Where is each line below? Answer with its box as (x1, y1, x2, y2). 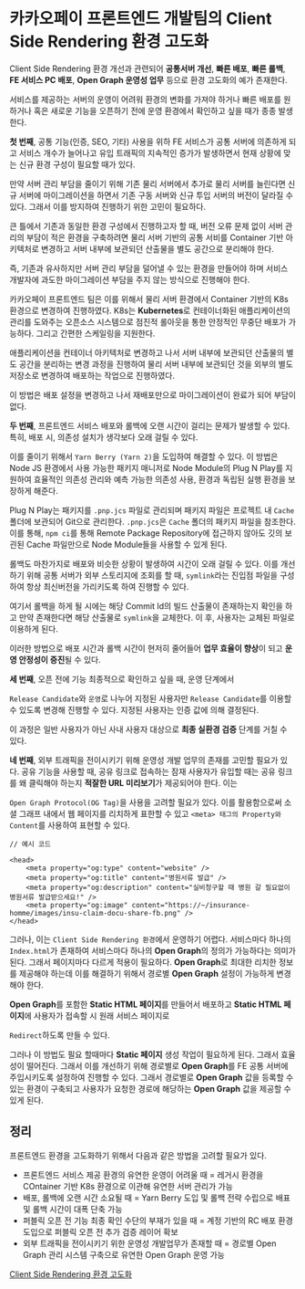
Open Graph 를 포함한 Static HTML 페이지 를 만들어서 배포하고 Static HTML (9, 999, 282, 1010)
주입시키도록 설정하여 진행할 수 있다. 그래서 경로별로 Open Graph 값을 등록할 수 (9, 1072, 294, 1083)
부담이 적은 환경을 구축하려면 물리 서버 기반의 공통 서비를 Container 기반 (25, 232, 284, 243)
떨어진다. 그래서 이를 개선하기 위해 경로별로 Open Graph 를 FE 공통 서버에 (25, 1060, 289, 1071)
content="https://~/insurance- (131, 900, 250, 909)
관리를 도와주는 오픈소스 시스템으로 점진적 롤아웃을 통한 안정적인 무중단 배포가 (9, 316, 287, 327)
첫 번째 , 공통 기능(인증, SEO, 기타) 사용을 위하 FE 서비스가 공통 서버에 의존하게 (9, 136, 287, 147)
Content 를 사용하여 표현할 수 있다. (9, 819, 130, 831)
